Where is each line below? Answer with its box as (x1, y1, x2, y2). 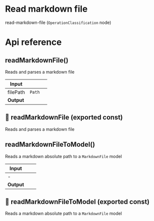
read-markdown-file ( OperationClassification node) (5, 20, 112, 25)
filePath (7, 89, 25, 96)
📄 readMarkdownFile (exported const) (5, 113, 123, 121)
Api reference (5, 37, 62, 48)
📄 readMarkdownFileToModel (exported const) (5, 198, 150, 206)
